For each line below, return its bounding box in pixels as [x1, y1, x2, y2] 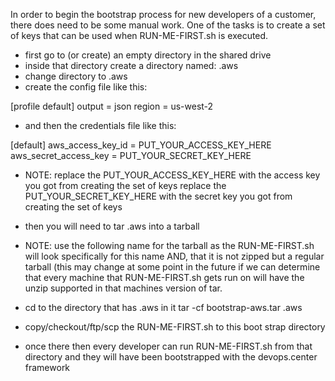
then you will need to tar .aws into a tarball [24, 220, 200, 232]
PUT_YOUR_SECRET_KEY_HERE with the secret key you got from [24, 190, 293, 202]
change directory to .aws [24, 70, 128, 82]
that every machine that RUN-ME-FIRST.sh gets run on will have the [24, 272, 305, 283]
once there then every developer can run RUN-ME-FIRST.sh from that [24, 340, 313, 352]
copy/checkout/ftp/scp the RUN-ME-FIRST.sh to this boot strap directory [24, 321, 326, 333]
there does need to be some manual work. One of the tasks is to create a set [10, 19, 326, 31]
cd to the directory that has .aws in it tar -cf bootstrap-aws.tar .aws [24, 302, 303, 313]
